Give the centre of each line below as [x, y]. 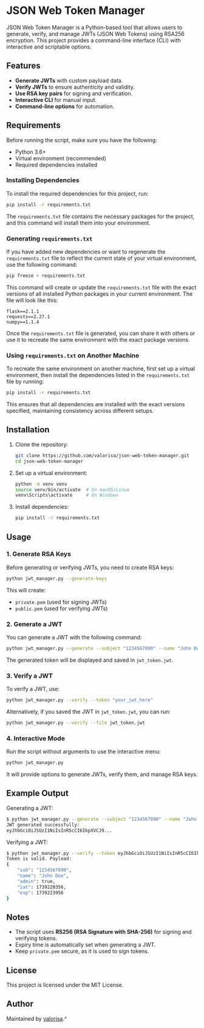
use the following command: [42, 265]
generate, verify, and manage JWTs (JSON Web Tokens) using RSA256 [96, 33]
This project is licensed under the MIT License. [65, 985]
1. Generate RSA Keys [39, 554]
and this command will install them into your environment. [78, 223]
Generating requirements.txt [49, 239]
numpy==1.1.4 [23, 322]
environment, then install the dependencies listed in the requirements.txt [98, 375]
